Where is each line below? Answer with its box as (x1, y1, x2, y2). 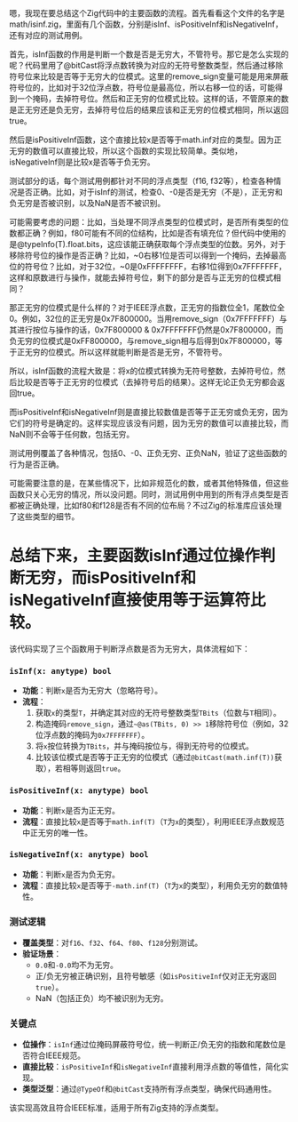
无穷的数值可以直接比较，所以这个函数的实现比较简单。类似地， (9, 146, 242, 156)
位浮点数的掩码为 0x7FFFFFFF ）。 (35, 730, 150, 741)
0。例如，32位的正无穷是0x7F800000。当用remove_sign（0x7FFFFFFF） (9, 314, 280, 324)
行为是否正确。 (9, 459, 64, 469)
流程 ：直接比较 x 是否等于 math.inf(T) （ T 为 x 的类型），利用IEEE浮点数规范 (21, 816, 286, 827)
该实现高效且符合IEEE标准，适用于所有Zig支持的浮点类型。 (9, 1102, 223, 1113)
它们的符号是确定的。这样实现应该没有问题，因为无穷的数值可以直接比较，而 (9, 418, 289, 429)
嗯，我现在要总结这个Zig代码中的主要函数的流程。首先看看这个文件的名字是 (9, 8, 286, 18)
